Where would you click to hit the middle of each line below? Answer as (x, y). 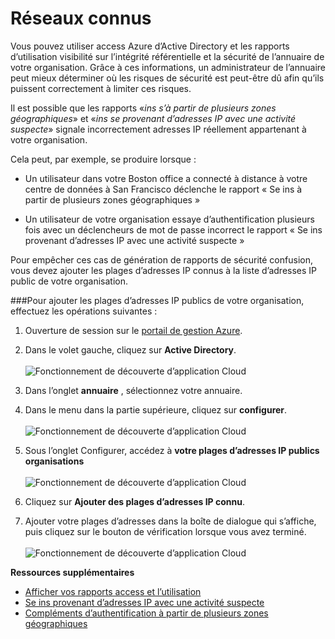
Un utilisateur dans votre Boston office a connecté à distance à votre (166, 178)
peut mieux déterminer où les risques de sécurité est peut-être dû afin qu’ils (167, 78)
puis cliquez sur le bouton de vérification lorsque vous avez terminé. (165, 531)
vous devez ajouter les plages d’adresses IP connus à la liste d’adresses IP (164, 270)
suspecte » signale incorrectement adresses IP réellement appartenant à (158, 129)
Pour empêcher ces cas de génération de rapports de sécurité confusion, (161, 259)
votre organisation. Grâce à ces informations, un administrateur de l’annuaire (168, 67)
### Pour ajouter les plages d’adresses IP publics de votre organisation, (157, 300)
